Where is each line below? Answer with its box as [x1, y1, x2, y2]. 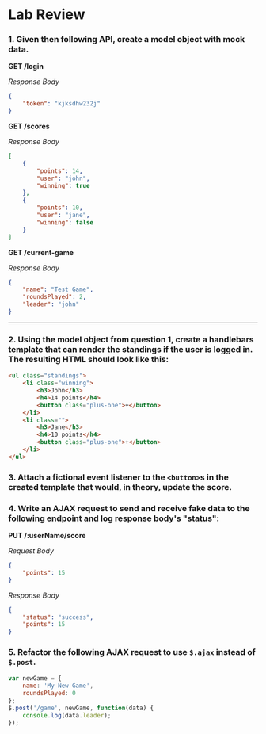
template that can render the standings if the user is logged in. [8, 343, 253, 354]
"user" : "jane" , [36, 212, 90, 220]
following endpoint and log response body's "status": [8, 513, 220, 524]
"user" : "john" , [36, 174, 90, 182]
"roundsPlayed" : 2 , [22, 293, 87, 301]
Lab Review [8, 6, 85, 24]
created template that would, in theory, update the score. [8, 481, 232, 492]
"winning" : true [36, 182, 90, 189]
